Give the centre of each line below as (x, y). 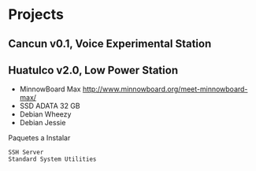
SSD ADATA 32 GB (50, 106)
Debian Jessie (43, 123)
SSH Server (26, 152)
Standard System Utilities (52, 159)
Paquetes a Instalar (39, 138)
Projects (36, 15)
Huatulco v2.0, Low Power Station (93, 70)
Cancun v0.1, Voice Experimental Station (110, 44)
